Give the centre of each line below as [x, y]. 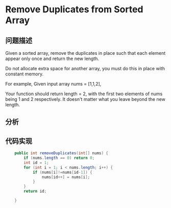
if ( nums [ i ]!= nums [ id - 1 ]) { [63, 172]
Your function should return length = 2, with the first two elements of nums [84, 94]
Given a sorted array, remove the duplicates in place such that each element [86, 53]
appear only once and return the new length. [52, 58]
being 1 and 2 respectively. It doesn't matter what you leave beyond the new [86, 99]
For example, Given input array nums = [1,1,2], [53, 84]
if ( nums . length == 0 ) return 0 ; [59, 158]
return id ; [35, 191]
